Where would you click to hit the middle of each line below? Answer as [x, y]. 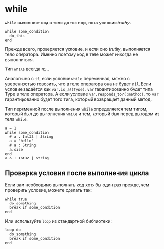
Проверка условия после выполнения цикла [77, 173]
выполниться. [20, 59]
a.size [16, 149]
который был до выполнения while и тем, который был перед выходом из [82, 114]
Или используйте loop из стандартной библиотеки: [58, 221]
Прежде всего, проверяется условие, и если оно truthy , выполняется [78, 49]
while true [16, 199]
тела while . [17, 119]
